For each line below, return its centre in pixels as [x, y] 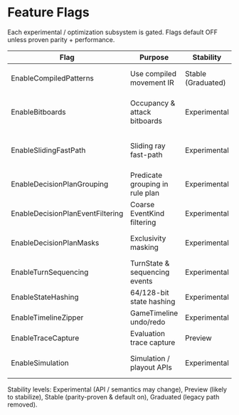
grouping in [149, 184]
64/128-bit [150, 293]
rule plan [145, 193]
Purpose [154, 57]
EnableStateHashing [45, 297]
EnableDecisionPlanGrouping [60, 184]
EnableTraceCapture [45, 337]
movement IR [152, 83]
